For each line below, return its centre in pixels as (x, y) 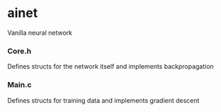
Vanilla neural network (40, 33)
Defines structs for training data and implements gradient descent (103, 100)
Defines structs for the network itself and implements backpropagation (110, 67)
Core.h (19, 51)
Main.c (19, 85)
